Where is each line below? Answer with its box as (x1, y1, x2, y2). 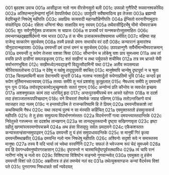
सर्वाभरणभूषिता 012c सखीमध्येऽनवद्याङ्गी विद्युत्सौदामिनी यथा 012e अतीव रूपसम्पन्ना (5, 62, 139, 68)
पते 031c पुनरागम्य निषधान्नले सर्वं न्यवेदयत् (5, 164, 73, 169)
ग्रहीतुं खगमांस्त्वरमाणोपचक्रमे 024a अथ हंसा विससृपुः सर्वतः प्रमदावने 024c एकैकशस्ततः (5, 124, 144, 130)
